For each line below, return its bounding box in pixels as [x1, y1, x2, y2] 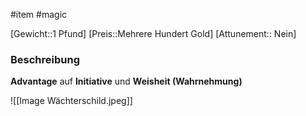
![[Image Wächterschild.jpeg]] [10, 95, 133, 107]
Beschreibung [10, 52, 81, 66]
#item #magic [10, 9, 68, 20]
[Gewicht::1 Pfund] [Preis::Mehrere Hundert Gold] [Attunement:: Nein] [10, 28, 297, 39]
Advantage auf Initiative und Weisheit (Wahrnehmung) [10, 75, 243, 88]
